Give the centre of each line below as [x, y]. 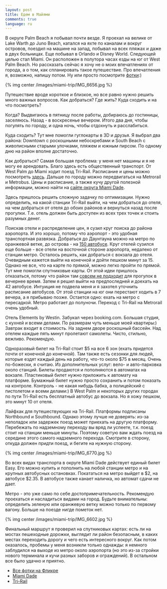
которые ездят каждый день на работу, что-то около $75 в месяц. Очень [83, 359]
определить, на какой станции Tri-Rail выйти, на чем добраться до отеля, [83, 203]
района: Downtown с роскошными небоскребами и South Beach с [75, 141]
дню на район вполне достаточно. [42, 151]
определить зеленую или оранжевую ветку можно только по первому [81, 504]
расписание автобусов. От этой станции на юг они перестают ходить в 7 [83, 292]
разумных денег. [23, 219]
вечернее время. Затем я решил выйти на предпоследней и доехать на [82, 281]
